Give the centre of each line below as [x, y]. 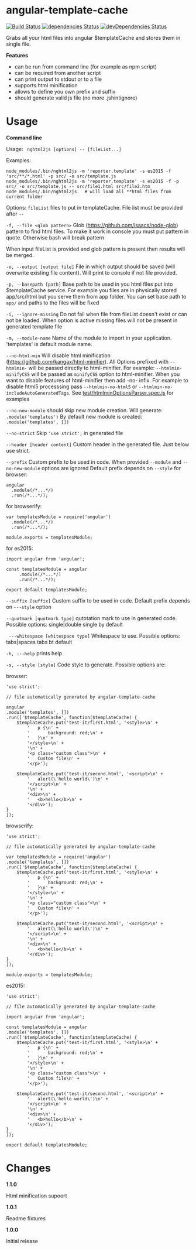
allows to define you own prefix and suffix [65, 91]
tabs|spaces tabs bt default [39, 642]
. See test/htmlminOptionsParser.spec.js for [121, 392]
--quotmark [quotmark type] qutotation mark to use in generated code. [92, 618]
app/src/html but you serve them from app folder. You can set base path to [96, 296]
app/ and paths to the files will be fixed [53, 303]
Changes [28, 1168]
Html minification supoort [37, 1196]
